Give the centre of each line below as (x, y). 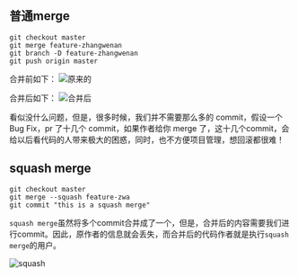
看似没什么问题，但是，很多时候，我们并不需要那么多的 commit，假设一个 (146, 117)
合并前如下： (33, 78)
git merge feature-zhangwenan (66, 45)
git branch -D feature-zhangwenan (74, 53)
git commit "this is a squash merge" (80, 205)
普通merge (39, 16)
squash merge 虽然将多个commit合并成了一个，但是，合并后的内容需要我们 (145, 222)
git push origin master (54, 61)
